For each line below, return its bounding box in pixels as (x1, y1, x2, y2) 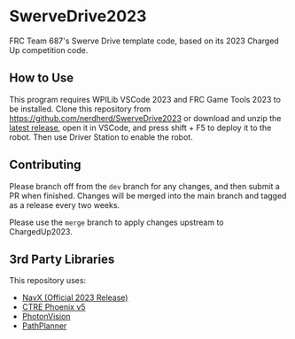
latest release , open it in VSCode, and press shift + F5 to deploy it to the (9, 122, 272, 133)
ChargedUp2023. (9, 226, 73, 236)
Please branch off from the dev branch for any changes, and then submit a (9, 181, 281, 191)
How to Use (9, 71, 74, 86)
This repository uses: (9, 275, 87, 286)
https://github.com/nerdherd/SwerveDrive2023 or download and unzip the (9, 112, 282, 123)
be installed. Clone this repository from (9, 104, 151, 114)
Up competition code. (9, 44, 89, 55)
